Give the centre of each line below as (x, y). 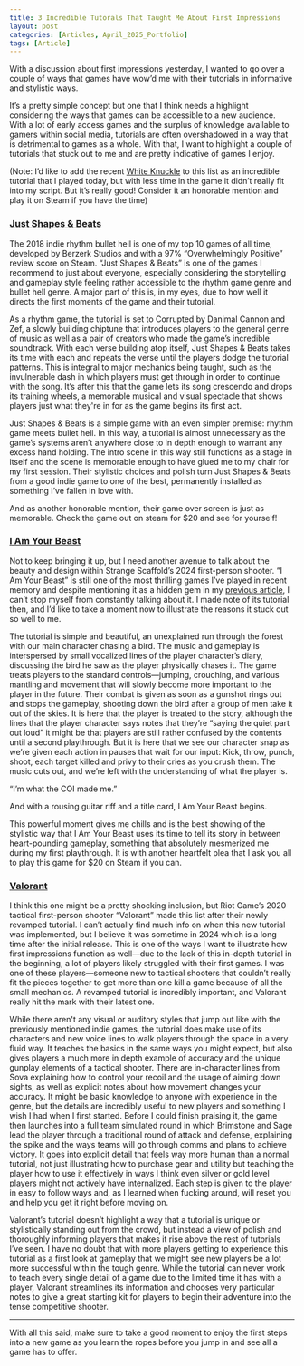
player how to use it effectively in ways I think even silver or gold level (139, 1174)
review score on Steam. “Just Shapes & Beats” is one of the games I (136, 263)
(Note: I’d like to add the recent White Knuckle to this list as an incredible (145, 171)
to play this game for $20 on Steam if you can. (96, 862)
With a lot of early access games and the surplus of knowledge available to (149, 125)
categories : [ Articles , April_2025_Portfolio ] (99, 34)
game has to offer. (43, 1352)
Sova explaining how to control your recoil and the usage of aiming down (145, 1077)
